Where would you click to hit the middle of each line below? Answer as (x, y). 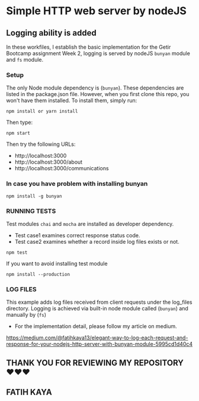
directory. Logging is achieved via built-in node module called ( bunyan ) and (97, 308)
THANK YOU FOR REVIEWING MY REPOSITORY (95, 363)
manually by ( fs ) (26, 315)
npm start (18, 133)
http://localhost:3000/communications (62, 168)
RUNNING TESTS (31, 211)
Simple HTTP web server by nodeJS (96, 11)
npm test (17, 252)
